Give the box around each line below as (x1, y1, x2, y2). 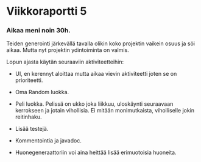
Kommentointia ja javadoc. (15, 137, 82, 144)
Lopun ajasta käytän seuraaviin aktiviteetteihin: (6, 58, 124, 65)
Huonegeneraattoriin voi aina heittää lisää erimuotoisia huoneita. (15, 149, 177, 156)
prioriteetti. (15, 76, 43, 84)
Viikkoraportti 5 (6, 4, 87, 18)
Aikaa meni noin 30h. (6, 26, 71, 35)
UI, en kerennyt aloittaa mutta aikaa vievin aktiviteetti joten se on (15, 70, 177, 78)
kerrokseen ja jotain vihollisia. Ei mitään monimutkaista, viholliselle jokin (15, 107, 195, 114)
